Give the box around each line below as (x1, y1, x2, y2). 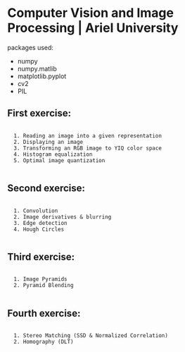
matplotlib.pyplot (17, 72, 67, 80)
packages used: (7, 43, 54, 51)
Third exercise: (7, 250, 75, 262)
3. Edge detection (13, 219, 68, 226)
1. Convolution (13, 207, 58, 214)
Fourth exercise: (7, 307, 81, 319)
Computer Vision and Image (7, 5, 174, 21)
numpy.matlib (17, 64, 58, 73)
